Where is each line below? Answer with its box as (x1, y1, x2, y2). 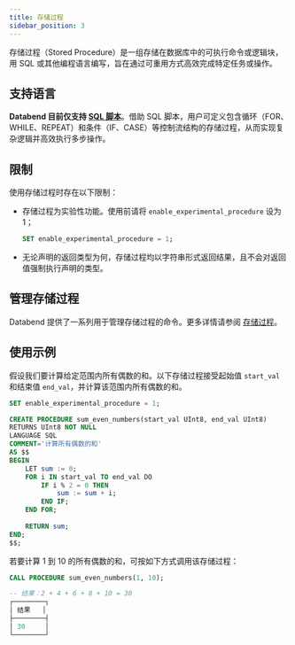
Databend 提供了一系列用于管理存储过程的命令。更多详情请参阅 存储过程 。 (9, 316, 282, 327)
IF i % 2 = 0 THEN (41, 480, 109, 490)
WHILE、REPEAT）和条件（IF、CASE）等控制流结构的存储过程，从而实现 (9, 122, 276, 133)
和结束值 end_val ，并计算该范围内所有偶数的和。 (9, 381, 188, 392)
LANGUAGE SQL (9, 431, 58, 440)
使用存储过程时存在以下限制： (9, 187, 118, 198)
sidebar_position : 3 (9, 21, 86, 30)
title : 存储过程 (9, 12, 64, 22)
